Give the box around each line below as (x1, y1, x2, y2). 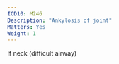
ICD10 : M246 (7, 10, 42, 18)
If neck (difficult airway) (7, 49, 77, 58)
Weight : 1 (7, 30, 37, 37)
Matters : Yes (7, 23, 46, 30)
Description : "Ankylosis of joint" (7, 17, 113, 24)
